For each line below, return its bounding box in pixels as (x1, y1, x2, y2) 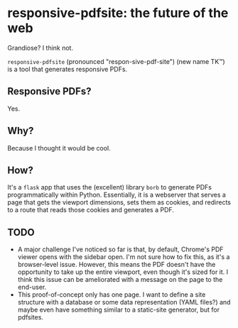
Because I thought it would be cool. (7, 143, 112, 152)
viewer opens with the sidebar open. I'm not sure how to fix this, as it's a (17, 253, 230, 261)
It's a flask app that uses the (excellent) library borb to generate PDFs (7, 183, 212, 192)
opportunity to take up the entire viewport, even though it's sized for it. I (17, 268, 229, 276)
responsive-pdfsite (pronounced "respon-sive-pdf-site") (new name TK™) (7, 57, 225, 65)
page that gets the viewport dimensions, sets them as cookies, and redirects (7, 198, 231, 207)
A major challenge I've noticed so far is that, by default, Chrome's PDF (17, 245, 224, 253)
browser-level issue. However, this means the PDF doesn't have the (17, 261, 216, 269)
